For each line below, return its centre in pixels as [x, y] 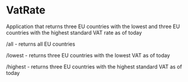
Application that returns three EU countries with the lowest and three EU [93, 26]
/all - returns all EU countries [41, 44]
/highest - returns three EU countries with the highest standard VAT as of [94, 66]
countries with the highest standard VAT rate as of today [74, 32]
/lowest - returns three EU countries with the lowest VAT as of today [88, 55]
